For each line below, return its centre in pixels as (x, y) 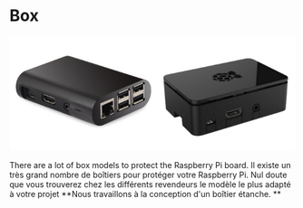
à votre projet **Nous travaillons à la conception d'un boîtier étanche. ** (145, 194)
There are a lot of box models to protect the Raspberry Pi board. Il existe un (150, 165)
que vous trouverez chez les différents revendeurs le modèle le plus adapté (151, 184)
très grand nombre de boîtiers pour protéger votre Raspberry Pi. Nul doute (148, 175)
